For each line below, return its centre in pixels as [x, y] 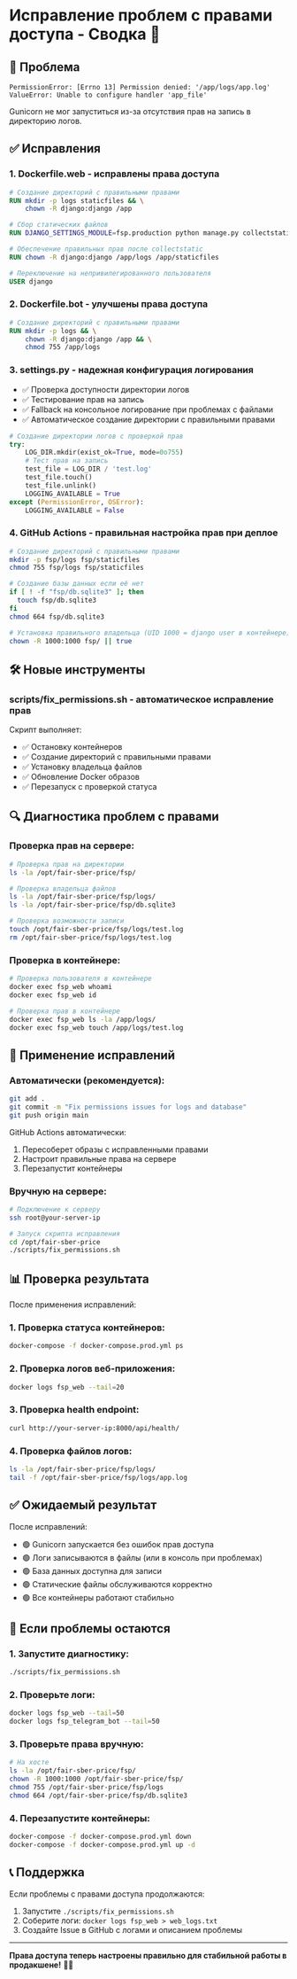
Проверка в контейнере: [65, 960]
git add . [27, 1099]
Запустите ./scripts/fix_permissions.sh [98, 1911]
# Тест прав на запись [67, 461]
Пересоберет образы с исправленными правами [115, 1149]
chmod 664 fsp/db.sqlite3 [57, 617]
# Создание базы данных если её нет [76, 584]
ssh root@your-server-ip [55, 1218]
